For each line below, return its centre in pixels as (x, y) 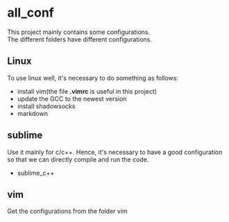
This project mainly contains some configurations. (79, 32)
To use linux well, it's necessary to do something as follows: (93, 78)
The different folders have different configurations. (80, 39)
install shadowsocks (46, 106)
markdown (33, 113)
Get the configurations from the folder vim (68, 211)
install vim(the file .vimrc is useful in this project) (87, 91)
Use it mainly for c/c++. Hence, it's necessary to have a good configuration (115, 152)
